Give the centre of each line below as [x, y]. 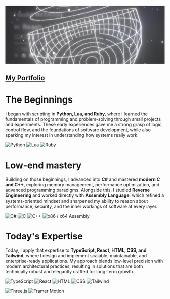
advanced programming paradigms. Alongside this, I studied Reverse [78, 190]
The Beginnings [39, 99]
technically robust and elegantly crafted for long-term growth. [70, 272]
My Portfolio [25, 78]
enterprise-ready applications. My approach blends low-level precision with [84, 261]
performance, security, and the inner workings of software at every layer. [81, 206]
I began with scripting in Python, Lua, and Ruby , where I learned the [77, 114]
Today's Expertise [44, 236]
